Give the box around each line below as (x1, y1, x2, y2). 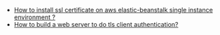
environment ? (13, 13, 56, 21)
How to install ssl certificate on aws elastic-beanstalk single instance (13, 6, 214, 14)
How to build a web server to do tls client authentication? (13, 21, 179, 28)
